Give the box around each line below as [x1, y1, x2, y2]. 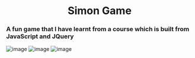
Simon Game [67, 4, 132, 18]
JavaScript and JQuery [6, 32, 74, 40]
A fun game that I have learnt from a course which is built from [6, 25, 190, 33]
